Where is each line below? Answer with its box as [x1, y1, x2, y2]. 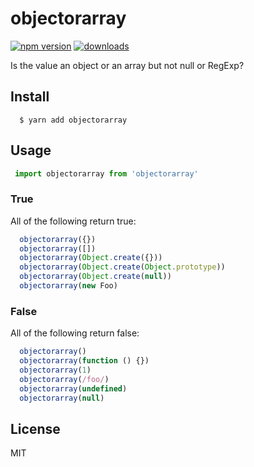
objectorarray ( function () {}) [19, 356, 150, 366]
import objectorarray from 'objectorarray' [14, 168, 199, 179]
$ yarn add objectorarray [19, 115, 128, 125]
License [10, 420, 61, 437]
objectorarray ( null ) [19, 393, 105, 403]
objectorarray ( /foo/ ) [19, 374, 110, 384]
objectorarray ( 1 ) [19, 365, 92, 376]
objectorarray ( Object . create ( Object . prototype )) [19, 262, 226, 272]
